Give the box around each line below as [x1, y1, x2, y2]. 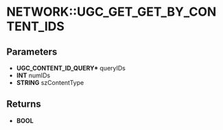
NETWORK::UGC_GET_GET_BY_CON [6, 4, 217, 20]
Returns [6, 99, 42, 110]
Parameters [6, 46, 58, 57]
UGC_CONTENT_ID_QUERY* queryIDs [16, 64, 126, 72]
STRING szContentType [16, 79, 84, 86]
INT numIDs [16, 71, 51, 79]
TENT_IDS [6, 18, 64, 34]
